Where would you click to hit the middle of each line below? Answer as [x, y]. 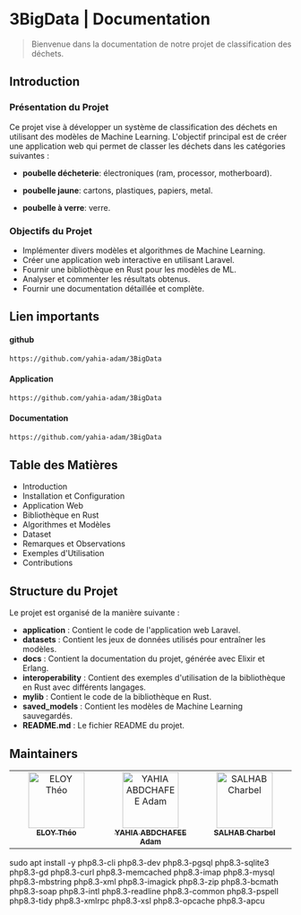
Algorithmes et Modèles [66, 525]
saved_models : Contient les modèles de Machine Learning [133, 706]
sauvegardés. [47, 716]
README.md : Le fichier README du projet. [103, 726]
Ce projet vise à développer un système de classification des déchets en [143, 126]
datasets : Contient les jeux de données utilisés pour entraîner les [144, 640]
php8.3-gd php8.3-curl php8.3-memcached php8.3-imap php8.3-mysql [142, 872]
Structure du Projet [64, 591]
